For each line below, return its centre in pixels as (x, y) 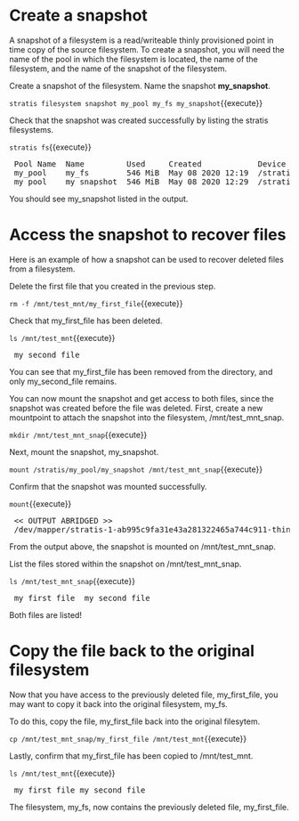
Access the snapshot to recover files (148, 235)
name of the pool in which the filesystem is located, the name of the (133, 59)
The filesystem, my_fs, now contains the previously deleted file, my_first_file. (149, 807)
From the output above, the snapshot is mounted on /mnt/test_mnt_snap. (142, 546)
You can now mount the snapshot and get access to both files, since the (141, 398)
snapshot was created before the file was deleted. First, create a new (136, 408)
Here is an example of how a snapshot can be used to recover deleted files (147, 259)
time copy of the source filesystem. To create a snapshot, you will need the (147, 49)
